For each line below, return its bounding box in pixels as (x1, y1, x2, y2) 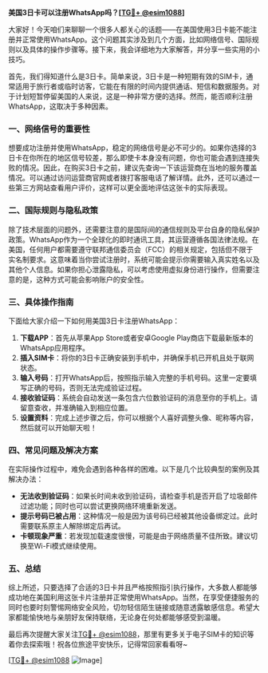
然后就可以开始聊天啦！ (19, 422, 97, 432)
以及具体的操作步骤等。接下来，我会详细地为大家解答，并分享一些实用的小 (14, 45, 260, 54)
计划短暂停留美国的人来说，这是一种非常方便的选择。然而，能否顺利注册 (14, 92, 253, 101)
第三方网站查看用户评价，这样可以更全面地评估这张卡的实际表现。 (14, 183, 232, 192)
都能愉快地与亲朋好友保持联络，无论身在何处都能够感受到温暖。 (14, 612, 225, 622)
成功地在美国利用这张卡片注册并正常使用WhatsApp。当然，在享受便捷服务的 (8, 592, 259, 602)
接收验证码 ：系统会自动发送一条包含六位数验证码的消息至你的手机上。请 (19, 393, 258, 402)
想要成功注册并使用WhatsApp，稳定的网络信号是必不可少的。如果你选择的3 (8, 143, 257, 152)
